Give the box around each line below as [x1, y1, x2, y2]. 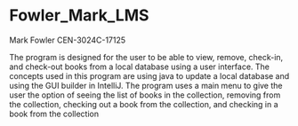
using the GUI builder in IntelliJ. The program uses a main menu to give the [9, 80, 283, 91]
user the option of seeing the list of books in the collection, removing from [9, 90, 281, 100]
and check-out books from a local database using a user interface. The [9, 61, 270, 72]
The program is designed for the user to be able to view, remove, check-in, [9, 51, 284, 62]
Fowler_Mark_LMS [9, 5, 149, 26]
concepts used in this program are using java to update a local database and [9, 70, 290, 81]
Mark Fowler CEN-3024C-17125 [9, 35, 126, 45]
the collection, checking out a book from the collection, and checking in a [9, 98, 278, 109]
